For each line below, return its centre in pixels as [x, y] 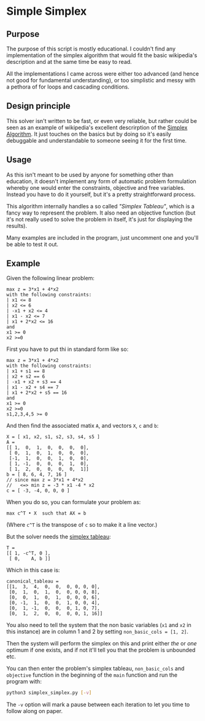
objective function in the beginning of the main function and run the [92, 675]
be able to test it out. [33, 244]
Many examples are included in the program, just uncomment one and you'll [102, 237]
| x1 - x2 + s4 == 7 [33, 388]
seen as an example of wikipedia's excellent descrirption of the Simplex [97, 127]
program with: [24, 682]
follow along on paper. [35, 711]
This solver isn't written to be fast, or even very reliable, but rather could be [102, 120]
